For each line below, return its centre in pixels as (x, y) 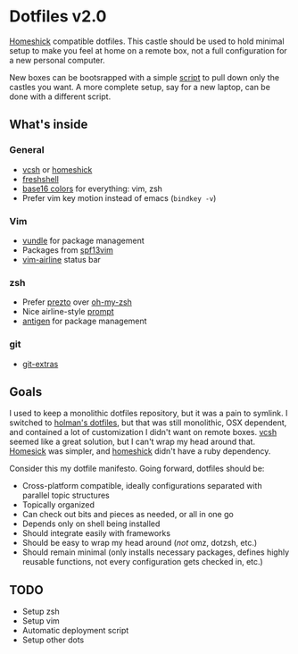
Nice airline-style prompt (68, 312)
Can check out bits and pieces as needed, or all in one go (128, 515)
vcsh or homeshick (57, 169)
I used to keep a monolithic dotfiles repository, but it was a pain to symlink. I (149, 414)
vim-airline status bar (61, 259)
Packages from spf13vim (68, 250)
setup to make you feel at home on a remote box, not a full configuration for (148, 50)
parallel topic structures (66, 495)
